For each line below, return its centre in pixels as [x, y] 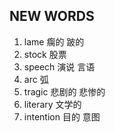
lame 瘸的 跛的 [54, 41]
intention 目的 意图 [62, 116]
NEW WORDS [52, 16]
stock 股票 [45, 54]
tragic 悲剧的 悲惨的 [64, 91]
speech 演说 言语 [59, 66]
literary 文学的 [52, 104]
